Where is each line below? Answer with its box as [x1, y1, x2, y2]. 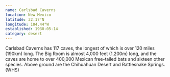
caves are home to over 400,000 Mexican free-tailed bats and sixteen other [5, 56, 165, 62]
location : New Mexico [5, 12, 52, 17]
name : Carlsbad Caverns [5, 7, 56, 13]
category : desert [5, 31, 42, 36]
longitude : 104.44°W [5, 21, 50, 27]
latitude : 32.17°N [5, 17, 44, 22]
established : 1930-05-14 [5, 27, 58, 32]
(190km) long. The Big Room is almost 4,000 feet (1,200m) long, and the [5, 50, 157, 57]
